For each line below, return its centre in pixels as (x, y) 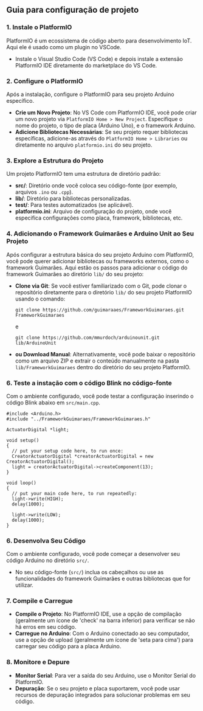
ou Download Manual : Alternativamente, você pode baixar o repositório (105, 354)
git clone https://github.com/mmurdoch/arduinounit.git (87, 338)
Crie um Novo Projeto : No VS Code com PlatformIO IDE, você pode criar (106, 113)
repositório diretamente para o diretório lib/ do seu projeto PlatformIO (104, 292)
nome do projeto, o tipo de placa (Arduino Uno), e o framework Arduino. (105, 125)
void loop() (21, 483)
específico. (20, 100)
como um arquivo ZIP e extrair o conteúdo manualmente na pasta (97, 361)
